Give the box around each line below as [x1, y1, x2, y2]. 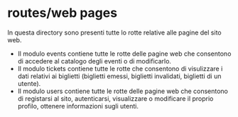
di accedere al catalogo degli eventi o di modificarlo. [17, 56, 172, 65]
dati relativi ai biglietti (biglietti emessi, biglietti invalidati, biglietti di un [17, 72, 222, 80]
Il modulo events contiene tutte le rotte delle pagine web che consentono [17, 49, 232, 58]
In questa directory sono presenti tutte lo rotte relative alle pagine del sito [7, 28, 222, 37]
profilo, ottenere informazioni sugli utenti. [17, 101, 139, 110]
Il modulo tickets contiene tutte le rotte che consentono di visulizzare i [17, 64, 223, 73]
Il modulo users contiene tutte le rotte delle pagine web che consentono [17, 87, 229, 95]
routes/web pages [7, 5, 118, 21]
